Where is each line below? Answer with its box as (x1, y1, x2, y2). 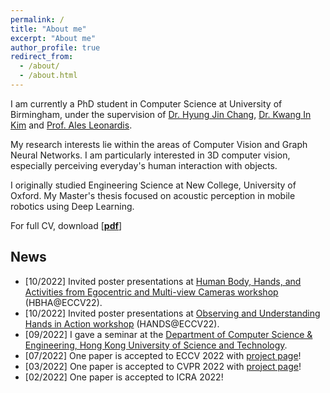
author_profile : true (10, 42, 101, 53)
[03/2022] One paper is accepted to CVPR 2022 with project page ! (24, 360, 302, 372)
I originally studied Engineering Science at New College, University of (10, 179, 297, 191)
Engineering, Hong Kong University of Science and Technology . (24, 339, 288, 351)
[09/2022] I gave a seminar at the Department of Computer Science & (24, 328, 313, 340)
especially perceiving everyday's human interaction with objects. (10, 159, 278, 171)
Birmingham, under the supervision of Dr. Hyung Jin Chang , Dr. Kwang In (10, 108, 312, 120)
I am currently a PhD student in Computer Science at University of (10, 97, 283, 110)
